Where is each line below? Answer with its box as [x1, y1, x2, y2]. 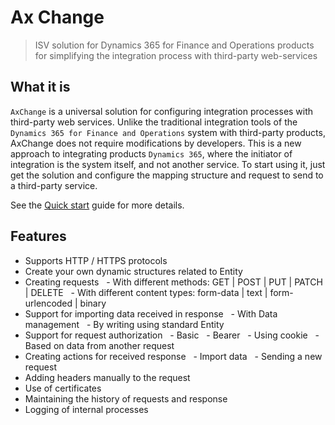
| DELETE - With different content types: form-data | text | [24, 286, 268, 298]
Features [10, 228, 67, 245]
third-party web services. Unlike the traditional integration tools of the [10, 116, 298, 128]
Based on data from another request [24, 339, 175, 351]
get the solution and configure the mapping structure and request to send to [10, 169, 324, 181]
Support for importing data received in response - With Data [24, 307, 278, 320]
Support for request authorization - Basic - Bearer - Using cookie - [24, 329, 320, 341]
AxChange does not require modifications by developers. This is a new [10, 137, 302, 149]
